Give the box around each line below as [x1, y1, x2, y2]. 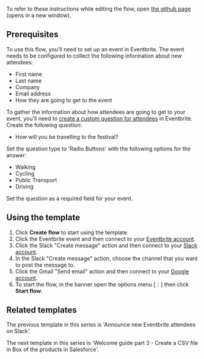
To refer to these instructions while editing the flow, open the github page [6, 6, 191, 12]
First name [15, 70, 43, 78]
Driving [15, 183, 34, 190]
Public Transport [15, 176, 57, 183]
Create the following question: [6, 121, 82, 128]
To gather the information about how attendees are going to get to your [6, 108, 186, 116]
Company [15, 83, 40, 91]
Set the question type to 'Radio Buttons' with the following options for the [6, 145, 191, 152]
